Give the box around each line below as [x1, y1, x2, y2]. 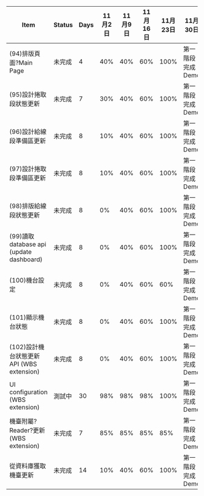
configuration [9, 388, 48, 396]
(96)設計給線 [9, 127, 47, 136]
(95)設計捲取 [9, 90, 47, 99]
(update [9, 248, 32, 256]
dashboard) [9, 255, 43, 263]
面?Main [9, 59, 33, 67]
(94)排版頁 [9, 50, 41, 58]
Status [53, 21, 73, 29]
